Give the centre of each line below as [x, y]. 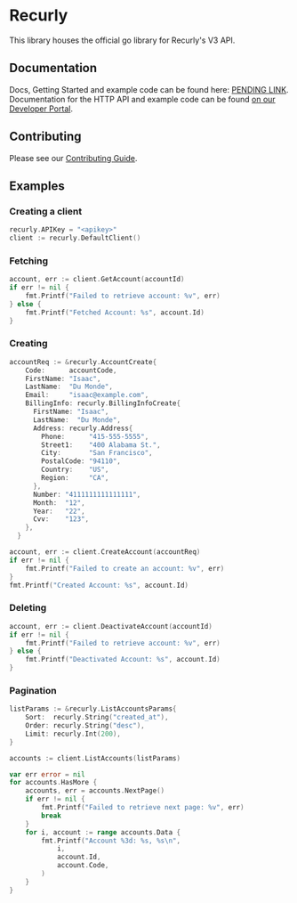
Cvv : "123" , [61, 519]
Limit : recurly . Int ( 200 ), [73, 734]
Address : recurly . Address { [83, 428]
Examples [37, 186]
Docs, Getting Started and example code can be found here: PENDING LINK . [149, 89]
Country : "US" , [75, 470]
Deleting [28, 608]
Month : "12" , [59, 503]
